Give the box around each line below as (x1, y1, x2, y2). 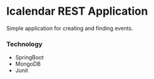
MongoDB (15, 60, 41, 68)
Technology (6, 40, 43, 48)
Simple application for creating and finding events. (6, 24, 133, 32)
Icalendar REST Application (6, 4, 148, 18)
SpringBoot (15, 54, 44, 61)
